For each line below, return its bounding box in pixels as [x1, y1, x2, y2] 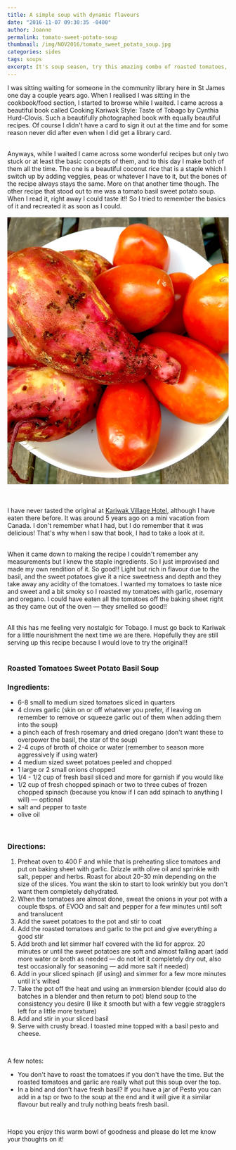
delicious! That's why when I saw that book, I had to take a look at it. [7, 529, 205, 537]
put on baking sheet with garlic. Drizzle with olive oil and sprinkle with [17, 865, 220, 873]
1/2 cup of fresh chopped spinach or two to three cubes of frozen [17, 781, 207, 789]
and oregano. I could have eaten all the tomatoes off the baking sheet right [7, 595, 223, 603]
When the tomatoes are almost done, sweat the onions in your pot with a [17, 895, 228, 904]
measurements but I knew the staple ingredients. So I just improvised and [7, 557, 220, 566]
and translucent [17, 910, 63, 918]
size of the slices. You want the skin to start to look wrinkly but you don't [17, 880, 228, 888]
